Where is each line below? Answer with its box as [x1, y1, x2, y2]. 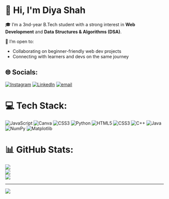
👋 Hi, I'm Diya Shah [5, 5, 86, 16]
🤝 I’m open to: [5, 38, 34, 44]
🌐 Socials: [5, 68, 38, 77]
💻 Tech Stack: [5, 100, 67, 111]
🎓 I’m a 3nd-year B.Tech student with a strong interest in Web [5, 21, 136, 27]
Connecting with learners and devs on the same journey [12, 53, 129, 59]
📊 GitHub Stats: [5, 144, 74, 155]
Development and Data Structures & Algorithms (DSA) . [5, 29, 122, 35]
